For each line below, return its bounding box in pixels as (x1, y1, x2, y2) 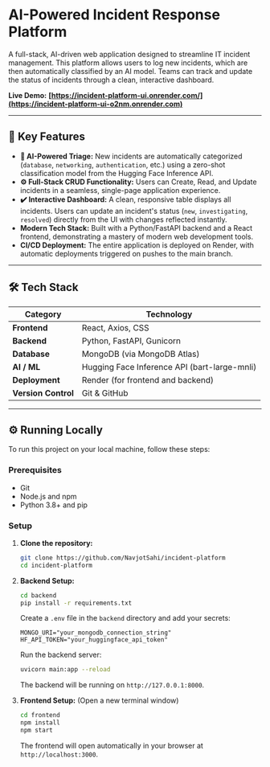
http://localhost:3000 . (19, 749, 99, 759)
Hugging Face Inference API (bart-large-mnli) (81, 361, 257, 372)
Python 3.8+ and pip (19, 500, 88, 510)
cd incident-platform (19, 561, 92, 569)
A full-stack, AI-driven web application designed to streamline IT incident (8, 49, 251, 59)
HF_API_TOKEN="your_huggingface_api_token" (19, 636, 169, 644)
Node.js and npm (19, 491, 77, 501)
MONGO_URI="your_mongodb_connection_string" (19, 629, 172, 637)
